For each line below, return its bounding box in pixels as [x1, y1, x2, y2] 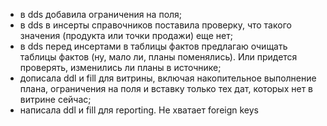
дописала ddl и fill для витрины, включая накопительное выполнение [19, 72, 317, 84]
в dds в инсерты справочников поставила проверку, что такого [19, 19, 292, 31]
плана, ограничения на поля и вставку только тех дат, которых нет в [19, 83, 314, 94]
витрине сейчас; [19, 94, 92, 105]
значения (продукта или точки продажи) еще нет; [19, 30, 233, 41]
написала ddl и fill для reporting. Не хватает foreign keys [19, 104, 260, 116]
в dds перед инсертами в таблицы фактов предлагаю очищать [19, 40, 288, 52]
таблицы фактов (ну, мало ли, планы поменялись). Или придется [19, 51, 298, 63]
